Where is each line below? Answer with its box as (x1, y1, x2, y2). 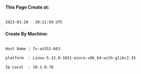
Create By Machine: (5, 30, 49, 36)
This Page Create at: (5, 4, 50, 10)
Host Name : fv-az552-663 (5, 46, 60, 52)
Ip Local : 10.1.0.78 (5, 65, 54, 70)
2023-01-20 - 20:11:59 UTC (5, 20, 63, 25)
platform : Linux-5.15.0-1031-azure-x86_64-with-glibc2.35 (5, 56, 136, 61)
